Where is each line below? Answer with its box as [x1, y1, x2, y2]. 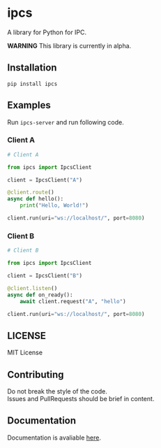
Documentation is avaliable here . [7, 433, 101, 442]
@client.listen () [7, 284, 58, 291]
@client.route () [7, 189, 54, 196]
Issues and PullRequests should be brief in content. [7, 395, 155, 403]
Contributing [7, 368, 64, 380]
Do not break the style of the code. [7, 387, 108, 396]
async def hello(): [7, 196, 64, 203]
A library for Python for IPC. [7, 28, 87, 36]
